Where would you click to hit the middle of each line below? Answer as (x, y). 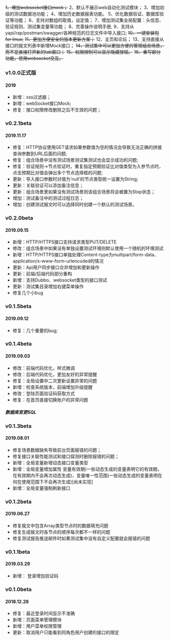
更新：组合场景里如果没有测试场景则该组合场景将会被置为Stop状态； (84, 192)
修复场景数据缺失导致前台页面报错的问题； (57, 450)
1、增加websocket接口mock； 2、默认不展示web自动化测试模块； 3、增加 (83, 7)
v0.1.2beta (18, 501)
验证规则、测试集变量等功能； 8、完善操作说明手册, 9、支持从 (70, 26)
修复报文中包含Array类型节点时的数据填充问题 (60, 526)
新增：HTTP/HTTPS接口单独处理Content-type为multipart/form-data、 (86, 255)
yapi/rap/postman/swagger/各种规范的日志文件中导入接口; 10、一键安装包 (82, 33)
